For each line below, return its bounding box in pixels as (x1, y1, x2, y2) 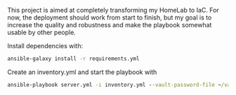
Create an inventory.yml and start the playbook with (7, 68, 157, 76)
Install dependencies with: (7, 42, 84, 50)
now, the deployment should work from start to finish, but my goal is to (7, 13, 212, 22)
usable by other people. (7, 28, 76, 36)
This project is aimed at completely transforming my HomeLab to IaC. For (7, 6, 219, 14)
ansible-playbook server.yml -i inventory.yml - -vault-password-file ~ (7, 81, 221, 88)
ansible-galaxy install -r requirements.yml (7, 55, 140, 62)
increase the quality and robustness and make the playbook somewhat (7, 21, 212, 29)
